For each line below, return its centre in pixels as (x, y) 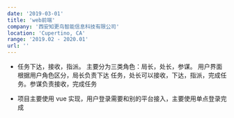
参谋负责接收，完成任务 (63, 84)
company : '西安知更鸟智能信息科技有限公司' (63, 26)
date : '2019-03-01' (36, 14)
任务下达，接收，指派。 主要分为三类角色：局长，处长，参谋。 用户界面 (120, 66)
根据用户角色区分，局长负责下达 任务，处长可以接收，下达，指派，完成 (119, 75)
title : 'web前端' (31, 20)
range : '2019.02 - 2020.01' (48, 40)
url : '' (18, 46)
